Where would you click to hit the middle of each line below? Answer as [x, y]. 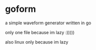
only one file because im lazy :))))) [40, 32]
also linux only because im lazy [37, 42]
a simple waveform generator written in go [48, 23]
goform [20, 9]
